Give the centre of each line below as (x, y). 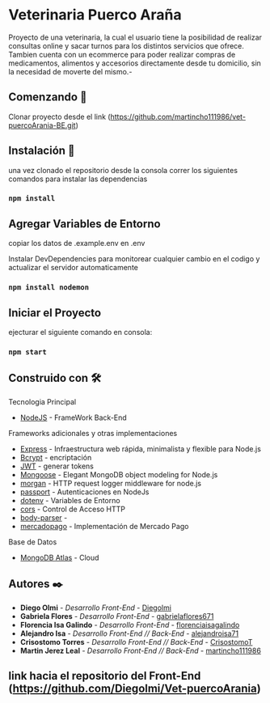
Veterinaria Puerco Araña (95, 15)
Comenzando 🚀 (48, 97)
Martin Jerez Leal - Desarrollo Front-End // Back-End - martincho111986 (140, 650)
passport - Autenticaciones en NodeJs (84, 492)
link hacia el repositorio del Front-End (105, 676)
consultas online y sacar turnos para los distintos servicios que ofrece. (127, 45)
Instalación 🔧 (42, 151)
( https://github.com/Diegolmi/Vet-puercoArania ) (135, 688)
